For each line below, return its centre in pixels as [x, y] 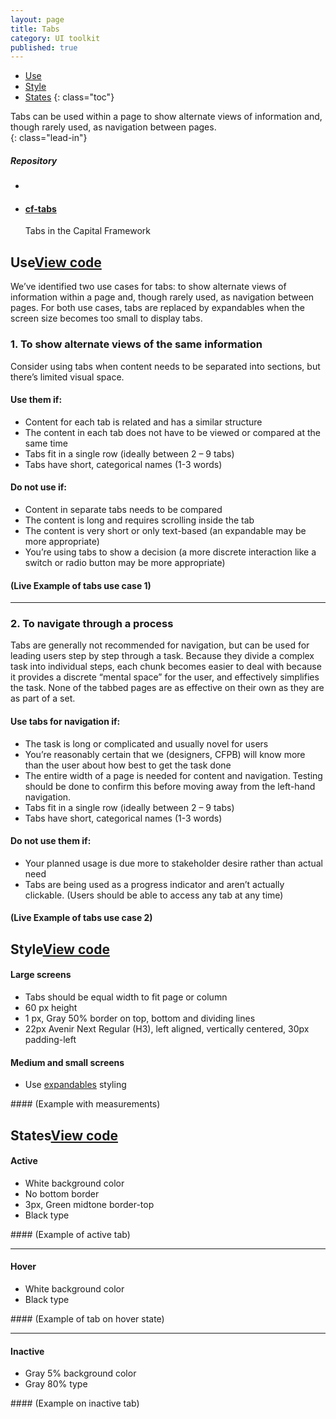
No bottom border [62, 1193]
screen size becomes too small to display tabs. [106, 318]
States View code [64, 1135]
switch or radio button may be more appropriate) [125, 562]
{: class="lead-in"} [49, 138]
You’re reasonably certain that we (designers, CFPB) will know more [165, 754]
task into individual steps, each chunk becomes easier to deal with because [166, 667]
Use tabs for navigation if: [65, 722]
